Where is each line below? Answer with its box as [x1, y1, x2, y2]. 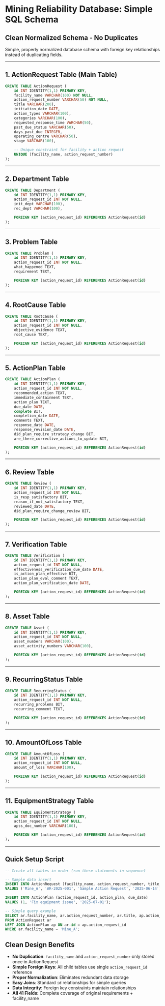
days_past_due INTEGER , [14, 129, 63, 134]
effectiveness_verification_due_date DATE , [14, 567, 105, 572]
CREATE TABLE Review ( [5, 481, 52, 486]
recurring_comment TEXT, [14, 707, 65, 712]
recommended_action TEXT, [14, 391, 67, 396]
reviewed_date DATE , [14, 504, 56, 509]
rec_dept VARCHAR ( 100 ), [14, 206, 63, 211]
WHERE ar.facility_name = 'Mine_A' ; [5, 927, 80, 932]
